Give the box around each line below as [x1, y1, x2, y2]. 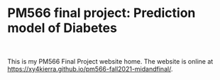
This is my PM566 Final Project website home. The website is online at [7, 57, 214, 65]
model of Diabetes [7, 20, 117, 36]
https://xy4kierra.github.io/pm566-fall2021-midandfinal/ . [7, 64, 173, 73]
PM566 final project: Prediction [7, 5, 196, 21]
